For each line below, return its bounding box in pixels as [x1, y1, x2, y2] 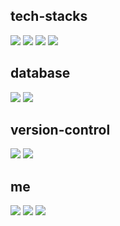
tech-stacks [10, 8, 88, 25]
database [10, 65, 71, 82]
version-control [10, 122, 111, 139]
